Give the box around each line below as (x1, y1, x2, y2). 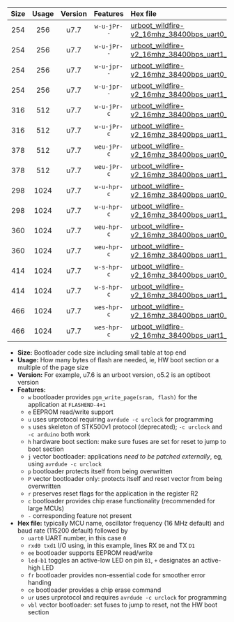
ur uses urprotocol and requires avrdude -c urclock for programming (27, 593, 227, 601)
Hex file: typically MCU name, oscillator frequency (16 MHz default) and (17, 519, 225, 527)
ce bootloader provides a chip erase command (27, 586, 162, 594)
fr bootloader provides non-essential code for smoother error (27, 571, 205, 579)
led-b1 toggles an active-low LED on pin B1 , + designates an (27, 556, 200, 564)
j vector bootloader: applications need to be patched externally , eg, (27, 452, 223, 460)
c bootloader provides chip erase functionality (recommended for (27, 497, 216, 505)
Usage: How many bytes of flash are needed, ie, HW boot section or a (17, 356, 219, 364)
